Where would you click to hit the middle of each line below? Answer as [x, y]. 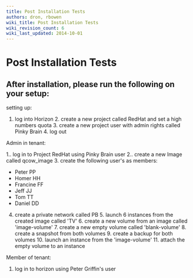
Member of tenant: [29, 257]
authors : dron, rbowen [34, 17]
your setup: [28, 93]
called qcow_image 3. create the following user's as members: [82, 161]
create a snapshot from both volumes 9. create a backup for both [94, 234]
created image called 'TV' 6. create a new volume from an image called [101, 221]
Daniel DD [27, 203]
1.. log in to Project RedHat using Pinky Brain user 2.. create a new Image [94, 154]
